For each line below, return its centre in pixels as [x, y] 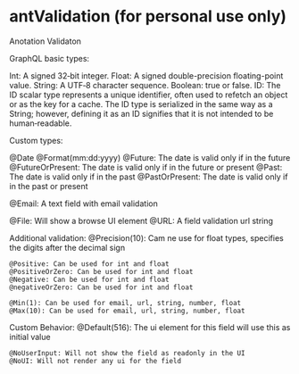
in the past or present [49, 186]
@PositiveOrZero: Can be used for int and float [101, 271]
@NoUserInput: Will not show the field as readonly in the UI [127, 353]
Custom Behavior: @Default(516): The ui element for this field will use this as [150, 327]
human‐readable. [41, 123]
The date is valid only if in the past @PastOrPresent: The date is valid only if [149, 177]
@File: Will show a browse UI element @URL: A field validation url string [141, 220]
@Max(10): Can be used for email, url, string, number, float [127, 311]
